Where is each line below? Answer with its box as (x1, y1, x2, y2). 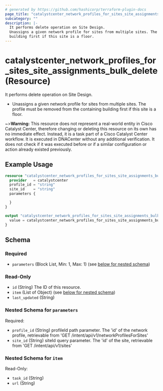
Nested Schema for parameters (5, 307, 79, 313)
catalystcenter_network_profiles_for (5, 55, 156, 66)
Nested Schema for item (5, 355, 63, 361)
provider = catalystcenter (9, 178, 68, 183)
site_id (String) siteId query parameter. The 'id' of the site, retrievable (12, 337, 153, 343)
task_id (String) (12, 375, 44, 381)
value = (9, 218, 25, 223)
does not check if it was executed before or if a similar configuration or (5, 141, 147, 147)
